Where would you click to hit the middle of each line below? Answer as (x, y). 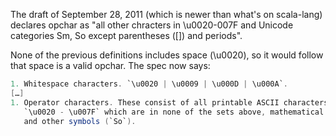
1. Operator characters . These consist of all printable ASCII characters (169, 102)
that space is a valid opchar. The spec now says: (110, 65)
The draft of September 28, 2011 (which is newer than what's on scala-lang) (166, 14)
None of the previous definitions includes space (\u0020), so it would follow (167, 55)
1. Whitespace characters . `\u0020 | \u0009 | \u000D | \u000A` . (149, 84)
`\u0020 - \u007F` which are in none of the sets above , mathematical (174, 112)
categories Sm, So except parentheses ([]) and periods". (126, 35)
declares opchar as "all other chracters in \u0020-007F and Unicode (152, 25)
